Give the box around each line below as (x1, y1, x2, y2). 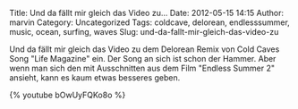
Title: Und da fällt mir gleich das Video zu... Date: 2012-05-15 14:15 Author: (9, 8, 285, 18)
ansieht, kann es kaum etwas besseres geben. (9, 72, 181, 83)
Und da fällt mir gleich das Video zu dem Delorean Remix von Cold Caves (9, 44, 280, 54)
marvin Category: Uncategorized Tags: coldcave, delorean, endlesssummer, (9, 17, 291, 28)
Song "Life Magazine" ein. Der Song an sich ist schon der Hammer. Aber (9, 54, 277, 63)
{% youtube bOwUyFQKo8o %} (9, 89, 126, 100)
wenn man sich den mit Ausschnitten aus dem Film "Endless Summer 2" (9, 63, 276, 73)
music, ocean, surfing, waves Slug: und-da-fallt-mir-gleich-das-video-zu (9, 27, 279, 37)
